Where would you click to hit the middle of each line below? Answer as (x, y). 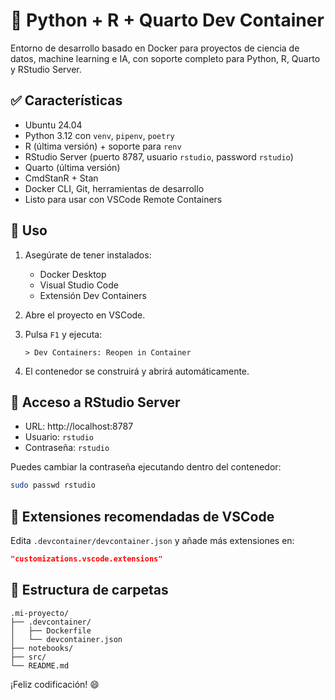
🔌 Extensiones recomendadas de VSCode (142, 516)
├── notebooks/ (42, 648)
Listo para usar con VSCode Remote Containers (123, 199)
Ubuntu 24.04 (53, 125)
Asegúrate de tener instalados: (88, 255)
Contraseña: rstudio (67, 448)
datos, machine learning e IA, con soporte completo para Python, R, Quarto (165, 58)
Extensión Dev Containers (93, 295)
